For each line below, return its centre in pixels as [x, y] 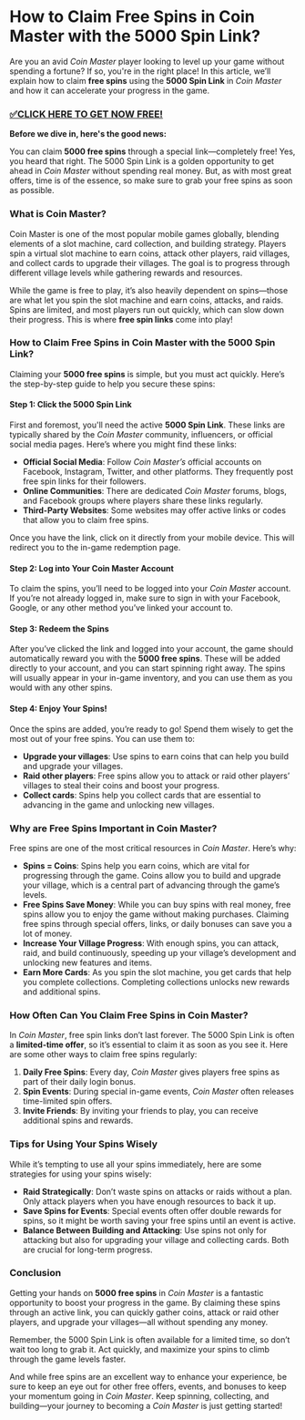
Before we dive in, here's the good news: [88, 134]
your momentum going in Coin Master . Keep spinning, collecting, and [139, 1395]
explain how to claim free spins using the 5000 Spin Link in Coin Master [146, 80]
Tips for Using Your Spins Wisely [83, 1144]
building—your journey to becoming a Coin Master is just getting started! [146, 1405]
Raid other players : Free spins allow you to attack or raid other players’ [156, 776]
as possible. [32, 190]
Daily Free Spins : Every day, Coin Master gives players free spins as [151, 1072]
